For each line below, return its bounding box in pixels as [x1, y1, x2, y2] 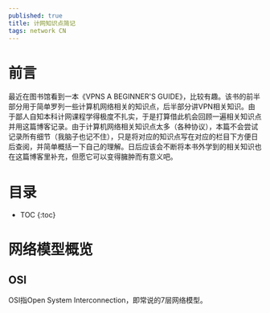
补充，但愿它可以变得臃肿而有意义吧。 [50, 152, 178, 161]
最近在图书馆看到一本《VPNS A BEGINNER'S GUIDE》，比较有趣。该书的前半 [8, 91, 261, 101]
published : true [8, 11, 63, 20]
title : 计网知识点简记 [8, 19, 76, 27]
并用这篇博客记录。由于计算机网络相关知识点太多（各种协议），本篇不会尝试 [8, 122, 259, 132]
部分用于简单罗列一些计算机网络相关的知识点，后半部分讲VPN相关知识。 [8, 102, 249, 112]
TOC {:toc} [19, 210, 56, 220]
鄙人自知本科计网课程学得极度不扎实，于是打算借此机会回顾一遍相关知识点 [14, 112, 262, 121]
